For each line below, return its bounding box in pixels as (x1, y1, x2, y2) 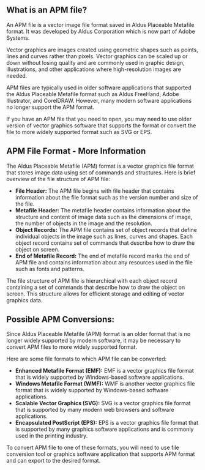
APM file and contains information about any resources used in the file (15, 258, 193, 266)
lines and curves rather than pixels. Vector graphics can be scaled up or (6, 52, 188, 60)
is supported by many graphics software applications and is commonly (15, 425, 194, 433)
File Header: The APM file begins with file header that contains (15, 187, 174, 195)
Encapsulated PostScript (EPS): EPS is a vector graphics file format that (15, 419, 199, 427)
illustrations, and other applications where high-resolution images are (6, 65, 182, 73)
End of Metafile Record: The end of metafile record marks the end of (15, 252, 190, 259)
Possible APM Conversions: (6, 315, 115, 325)
